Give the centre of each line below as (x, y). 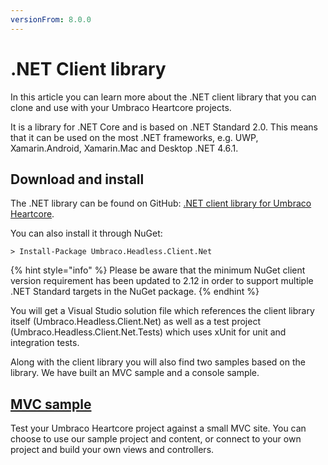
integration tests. (45, 343)
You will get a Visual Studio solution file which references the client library (162, 311)
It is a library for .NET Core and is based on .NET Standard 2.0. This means (164, 127)
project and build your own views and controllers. (112, 450)
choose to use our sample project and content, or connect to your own (156, 439)
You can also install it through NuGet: (86, 233)
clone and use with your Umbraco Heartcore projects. (121, 107)
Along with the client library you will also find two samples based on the (158, 362)
